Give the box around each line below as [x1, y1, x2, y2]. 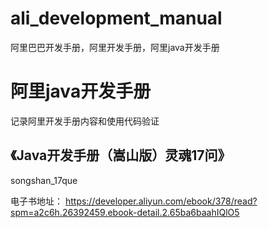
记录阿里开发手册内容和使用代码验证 [10, 115, 160, 127]
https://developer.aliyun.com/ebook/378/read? [64, 195, 258, 207]
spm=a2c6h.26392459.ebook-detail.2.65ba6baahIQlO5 [10, 206, 240, 218]
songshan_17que [10, 174, 78, 186]
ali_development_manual [10, 7, 223, 30]
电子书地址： [10, 195, 63, 207]
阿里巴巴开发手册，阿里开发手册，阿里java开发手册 [10, 41, 220, 53]
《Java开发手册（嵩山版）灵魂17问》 [10, 147, 232, 164]
